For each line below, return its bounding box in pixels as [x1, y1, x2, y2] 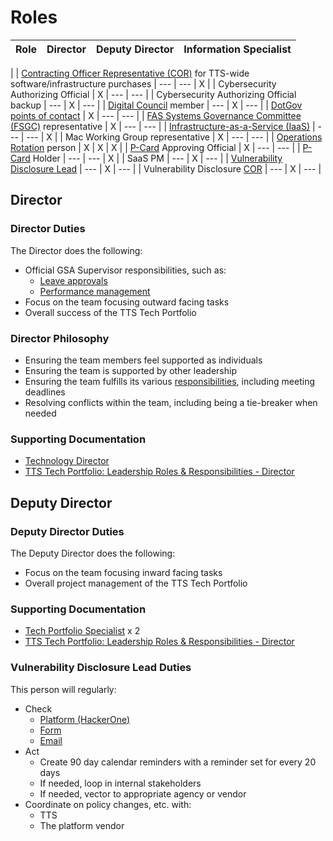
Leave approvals [39, 274, 108, 286]
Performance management [39, 285, 151, 297]
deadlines [24, 386, 66, 398]
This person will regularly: [10, 683, 117, 695]
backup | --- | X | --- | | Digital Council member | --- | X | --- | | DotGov [10, 99, 303, 111]
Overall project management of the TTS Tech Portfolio [24, 577, 248, 589]
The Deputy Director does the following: [10, 547, 176, 559]
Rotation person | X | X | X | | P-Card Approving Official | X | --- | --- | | [10, 141, 301, 153]
